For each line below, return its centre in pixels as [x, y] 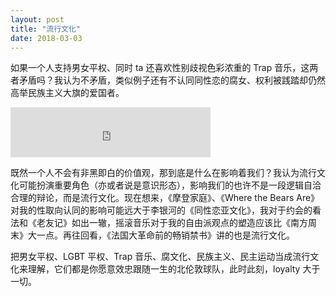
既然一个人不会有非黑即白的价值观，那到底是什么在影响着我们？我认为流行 [163, 173]
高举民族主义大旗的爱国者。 [67, 93]
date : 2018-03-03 [46, 38]
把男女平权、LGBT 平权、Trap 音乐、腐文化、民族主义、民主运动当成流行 [160, 257]
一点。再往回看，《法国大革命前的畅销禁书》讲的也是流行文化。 [165, 235]
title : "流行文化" [46, 29]
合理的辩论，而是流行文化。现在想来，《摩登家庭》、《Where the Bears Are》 [165, 198]
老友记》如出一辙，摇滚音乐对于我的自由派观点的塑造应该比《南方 [172, 223]
